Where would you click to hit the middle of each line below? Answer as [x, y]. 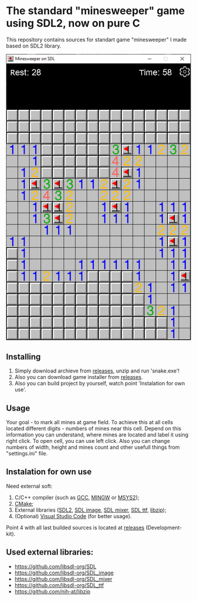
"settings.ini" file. [27, 454]
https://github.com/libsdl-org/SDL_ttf [59, 585]
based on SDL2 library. [34, 46]
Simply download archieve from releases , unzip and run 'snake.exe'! [97, 371]
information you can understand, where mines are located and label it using [97, 435]
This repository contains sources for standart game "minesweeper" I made [96, 39]
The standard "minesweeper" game [96, 11]
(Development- [164, 528]
